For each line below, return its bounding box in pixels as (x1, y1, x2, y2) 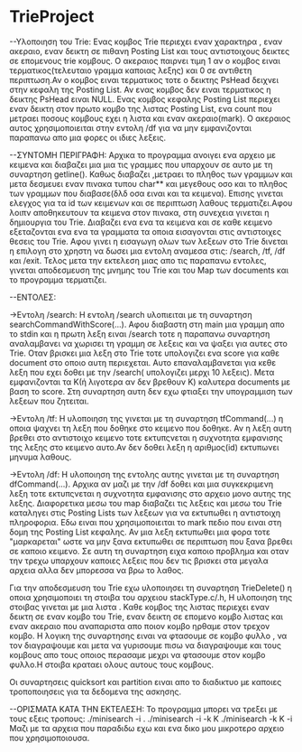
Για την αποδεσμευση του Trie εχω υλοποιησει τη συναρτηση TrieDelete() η (9, 582, 293, 593)
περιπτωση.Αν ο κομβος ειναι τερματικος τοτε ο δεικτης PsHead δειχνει (9, 74, 279, 85)
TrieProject (9, 6, 95, 27)
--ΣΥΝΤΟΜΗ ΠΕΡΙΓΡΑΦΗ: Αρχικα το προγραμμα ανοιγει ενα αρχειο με (9, 149, 277, 160)
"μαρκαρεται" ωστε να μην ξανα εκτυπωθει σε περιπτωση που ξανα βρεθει (9, 535, 293, 547)
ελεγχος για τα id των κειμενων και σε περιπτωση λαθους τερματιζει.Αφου (9, 197, 293, 209)
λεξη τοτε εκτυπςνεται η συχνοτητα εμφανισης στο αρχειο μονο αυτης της (9, 487, 291, 498)
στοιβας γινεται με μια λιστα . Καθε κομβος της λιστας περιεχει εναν (9, 601, 270, 612)
